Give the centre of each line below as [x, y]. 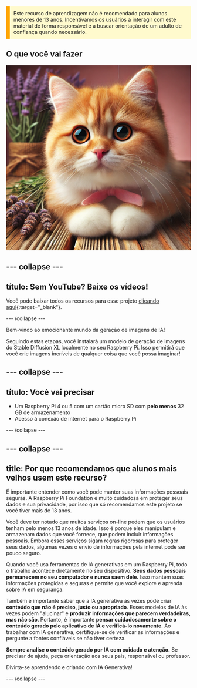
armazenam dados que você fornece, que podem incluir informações [90, 535]
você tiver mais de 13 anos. [39, 511]
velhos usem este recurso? [57, 478]
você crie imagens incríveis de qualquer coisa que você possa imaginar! [93, 354]
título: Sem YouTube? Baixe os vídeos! [77, 286]
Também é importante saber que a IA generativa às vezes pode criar [89, 601]
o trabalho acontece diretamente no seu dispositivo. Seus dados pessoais [96, 571]
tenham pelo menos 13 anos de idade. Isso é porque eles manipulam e [91, 528]
